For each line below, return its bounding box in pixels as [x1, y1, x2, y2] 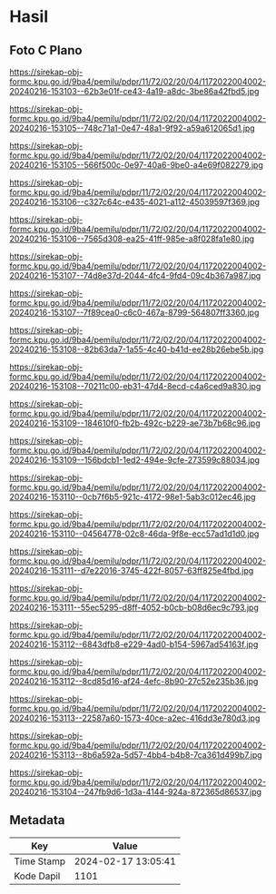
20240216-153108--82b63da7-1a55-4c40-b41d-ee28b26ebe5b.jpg [9, 344, 264, 355]
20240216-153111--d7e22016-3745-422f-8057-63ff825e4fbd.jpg [9, 565, 254, 575]
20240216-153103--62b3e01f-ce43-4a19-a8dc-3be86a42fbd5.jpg [9, 86, 260, 96]
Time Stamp [14, 855, 66, 868]
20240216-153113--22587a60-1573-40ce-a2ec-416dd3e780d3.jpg [9, 712, 261, 723]
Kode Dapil [14, 869, 61, 882]
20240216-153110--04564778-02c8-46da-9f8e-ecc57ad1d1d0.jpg [9, 528, 260, 539]
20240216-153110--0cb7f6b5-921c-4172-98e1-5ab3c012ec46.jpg [9, 492, 256, 502]
